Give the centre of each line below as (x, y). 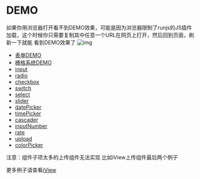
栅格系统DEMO (33, 62)
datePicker (28, 107)
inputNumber (31, 126)
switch (23, 88)
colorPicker (29, 145)
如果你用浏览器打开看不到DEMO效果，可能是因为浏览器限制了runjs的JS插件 (99, 27)
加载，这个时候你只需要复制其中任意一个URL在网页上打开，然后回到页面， (98, 35)
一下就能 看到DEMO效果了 (43, 42)
